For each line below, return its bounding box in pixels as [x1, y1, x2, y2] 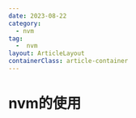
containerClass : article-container [8, 57, 129, 65]
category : [8, 19, 42, 27]
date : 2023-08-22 [8, 11, 67, 20]
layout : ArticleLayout [8, 49, 85, 57]
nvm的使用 [8, 95, 82, 113]
